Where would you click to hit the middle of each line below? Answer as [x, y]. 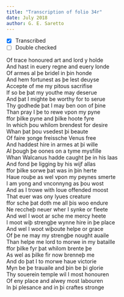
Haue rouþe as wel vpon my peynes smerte [61, 177]
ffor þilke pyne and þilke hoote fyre [50, 118]
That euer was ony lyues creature [49, 196]
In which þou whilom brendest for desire [57, 125]
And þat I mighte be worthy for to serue [56, 99]
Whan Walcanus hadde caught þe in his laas [62, 157]
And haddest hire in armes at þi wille [52, 144]
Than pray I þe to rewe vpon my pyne [53, 112]
